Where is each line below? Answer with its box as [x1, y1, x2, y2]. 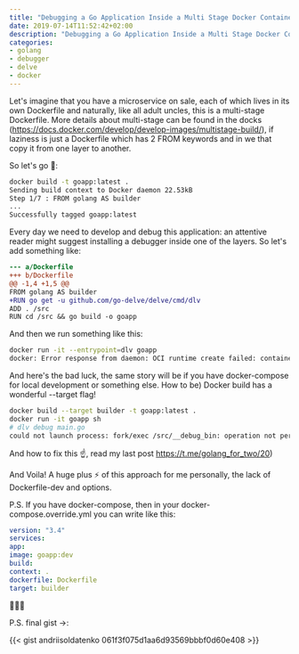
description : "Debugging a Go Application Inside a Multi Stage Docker [9, 29, 280, 38]
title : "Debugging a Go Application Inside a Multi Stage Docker [9, 12, 256, 22]
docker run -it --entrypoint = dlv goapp [9, 346, 158, 355]
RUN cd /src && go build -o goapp [9, 313, 138, 322]
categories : [9, 37, 53, 47]
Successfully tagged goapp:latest [9, 210, 138, 219]
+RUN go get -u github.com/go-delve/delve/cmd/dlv [9, 296, 201, 305]
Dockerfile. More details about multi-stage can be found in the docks [9, 114, 263, 125]
